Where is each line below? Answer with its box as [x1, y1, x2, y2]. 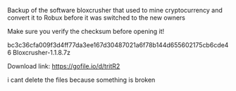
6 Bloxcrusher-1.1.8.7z [7, 49, 70, 56]
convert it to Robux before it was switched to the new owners [7, 13, 185, 22]
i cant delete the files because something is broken [7, 75, 156, 84]
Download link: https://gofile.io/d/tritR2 [7, 62, 120, 70]
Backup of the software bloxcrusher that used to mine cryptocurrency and [7, 6, 223, 14]
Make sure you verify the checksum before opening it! [7, 28, 165, 35]
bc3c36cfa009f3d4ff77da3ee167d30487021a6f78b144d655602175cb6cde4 [7, 41, 229, 49]
